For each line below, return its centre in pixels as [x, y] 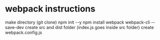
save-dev [15, 27]
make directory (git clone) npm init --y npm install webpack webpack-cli [78, 22]
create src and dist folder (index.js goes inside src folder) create [90, 27]
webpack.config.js [24, 32]
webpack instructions [50, 9]
